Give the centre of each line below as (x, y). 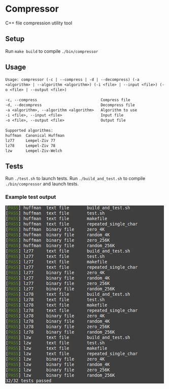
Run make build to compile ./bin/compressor (52, 51)
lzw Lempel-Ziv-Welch (34, 151)
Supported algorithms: (29, 130)
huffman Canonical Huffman (35, 135)
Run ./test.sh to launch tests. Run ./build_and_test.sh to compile (75, 178)
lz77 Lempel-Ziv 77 (30, 140)
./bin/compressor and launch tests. (42, 184)
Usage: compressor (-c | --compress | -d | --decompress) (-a (72, 79)
